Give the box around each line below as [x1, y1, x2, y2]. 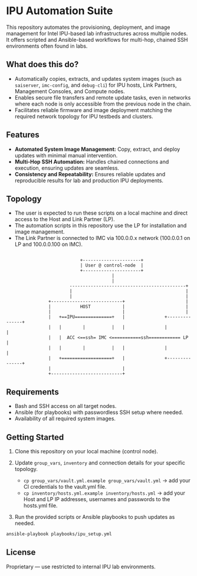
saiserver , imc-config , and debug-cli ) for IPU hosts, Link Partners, [14, 81, 177, 88]
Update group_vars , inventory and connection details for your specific [14, 459, 186, 466]
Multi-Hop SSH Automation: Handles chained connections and [14, 158, 169, 165]
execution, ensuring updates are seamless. [14, 164, 120, 172]
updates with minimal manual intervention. [14, 152, 118, 159]
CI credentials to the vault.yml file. [23, 483, 107, 490]
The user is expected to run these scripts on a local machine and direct [14, 209, 188, 216]
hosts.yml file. [23, 502, 58, 509]
